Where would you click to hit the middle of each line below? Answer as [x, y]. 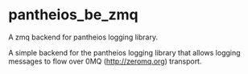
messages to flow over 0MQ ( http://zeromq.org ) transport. [105, 61]
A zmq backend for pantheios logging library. [83, 37]
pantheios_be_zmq [73, 15]
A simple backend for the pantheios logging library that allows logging [124, 52]
